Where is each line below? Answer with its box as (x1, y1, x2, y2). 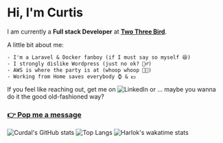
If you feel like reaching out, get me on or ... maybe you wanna (7, 86, 216, 94)
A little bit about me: (7, 40, 64, 49)
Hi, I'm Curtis (7, 5, 84, 21)
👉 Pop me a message (7, 110, 82, 120)
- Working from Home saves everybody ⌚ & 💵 (7, 73, 136, 80)
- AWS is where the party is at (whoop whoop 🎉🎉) (7, 66, 152, 73)
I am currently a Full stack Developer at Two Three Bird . (7, 27, 167, 36)
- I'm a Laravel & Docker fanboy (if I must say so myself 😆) (7, 53, 191, 61)
